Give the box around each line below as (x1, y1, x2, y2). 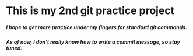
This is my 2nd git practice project (6, 4, 175, 17)
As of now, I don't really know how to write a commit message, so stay (6, 38, 181, 45)
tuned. (6, 45, 23, 52)
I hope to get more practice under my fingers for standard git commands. (6, 23, 188, 30)
